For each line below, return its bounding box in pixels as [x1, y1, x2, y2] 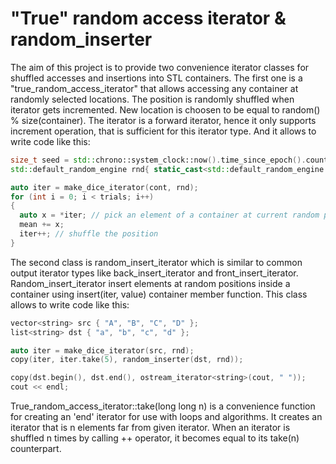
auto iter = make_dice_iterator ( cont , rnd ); [10, 182, 199, 192]
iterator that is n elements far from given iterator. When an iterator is [10, 422, 291, 434]
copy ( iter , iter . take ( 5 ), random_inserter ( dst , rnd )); [10, 355, 244, 365]
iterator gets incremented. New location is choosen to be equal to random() [10, 103, 321, 116]
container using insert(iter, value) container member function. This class [10, 288, 308, 300]
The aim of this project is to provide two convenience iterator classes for [10, 61, 310, 73]
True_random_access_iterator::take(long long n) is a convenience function [10, 400, 316, 412]
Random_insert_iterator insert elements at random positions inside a [10, 277, 291, 289]
